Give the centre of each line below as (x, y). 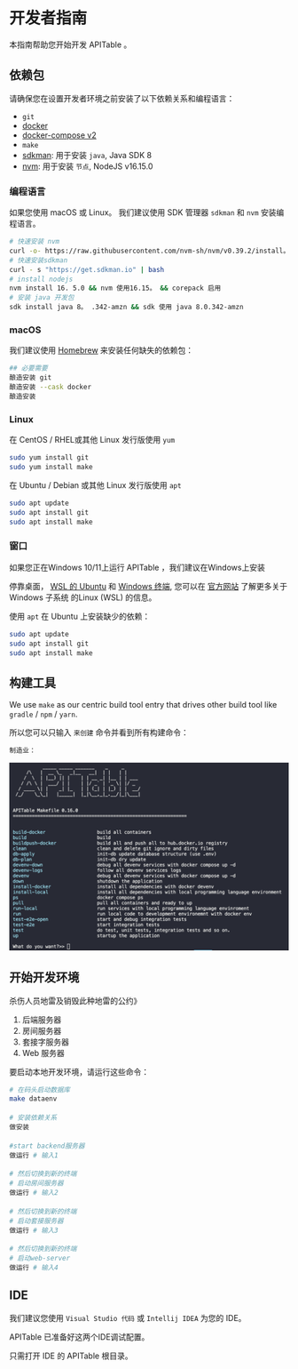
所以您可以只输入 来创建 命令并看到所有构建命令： (99, 733)
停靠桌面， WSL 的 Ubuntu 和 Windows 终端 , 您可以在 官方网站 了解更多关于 (149, 586)
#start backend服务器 (47, 1146)
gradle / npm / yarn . (43, 714)
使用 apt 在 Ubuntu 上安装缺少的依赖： (80, 616)
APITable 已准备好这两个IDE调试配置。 (79, 1337)
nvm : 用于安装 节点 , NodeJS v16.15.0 (87, 166)
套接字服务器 (45, 1042)
